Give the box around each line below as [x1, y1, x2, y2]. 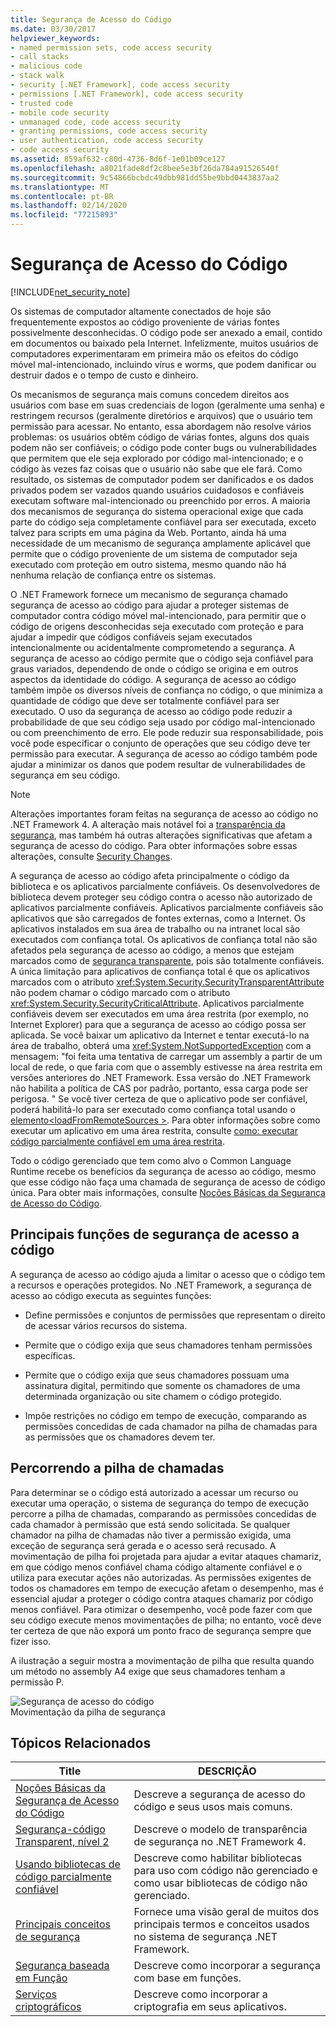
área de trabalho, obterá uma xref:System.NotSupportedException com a [10, 1039, 312, 1051]
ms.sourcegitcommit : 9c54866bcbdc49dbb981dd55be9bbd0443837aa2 [10, 172, 280, 183]
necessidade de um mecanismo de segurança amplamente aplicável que [10, 537, 311, 549]
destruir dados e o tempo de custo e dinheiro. [10, 369, 199, 381]
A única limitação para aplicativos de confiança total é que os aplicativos [10, 965, 310, 977]
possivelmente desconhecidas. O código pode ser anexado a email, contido [10, 326, 323, 338]
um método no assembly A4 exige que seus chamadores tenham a [10, 1665, 286, 1677]
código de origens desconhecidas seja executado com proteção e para [10, 620, 304, 632]
